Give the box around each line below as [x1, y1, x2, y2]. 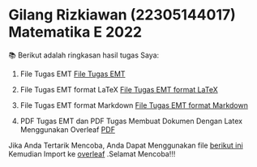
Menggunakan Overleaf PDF [19, 124, 116, 135]
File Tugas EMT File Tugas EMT [19, 69, 126, 79]
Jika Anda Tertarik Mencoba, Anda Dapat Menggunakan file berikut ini [8, 140, 243, 150]
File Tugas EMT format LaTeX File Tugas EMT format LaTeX [19, 84, 218, 94]
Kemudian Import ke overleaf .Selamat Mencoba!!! [8, 148, 176, 159]
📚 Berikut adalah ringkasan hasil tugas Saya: [8, 50, 160, 60]
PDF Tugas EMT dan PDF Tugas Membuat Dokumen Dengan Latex [19, 116, 243, 126]
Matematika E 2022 [8, 23, 143, 41]
